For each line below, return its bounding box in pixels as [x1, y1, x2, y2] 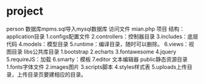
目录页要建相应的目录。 [27, 71, 86, 78]
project [6, 4, 44, 18]
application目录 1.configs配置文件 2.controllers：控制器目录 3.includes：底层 [6, 32, 199, 40]
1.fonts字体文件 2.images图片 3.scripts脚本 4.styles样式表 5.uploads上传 [6, 63, 188, 71]
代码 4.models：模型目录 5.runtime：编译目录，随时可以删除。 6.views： [6, 40, 189, 47]
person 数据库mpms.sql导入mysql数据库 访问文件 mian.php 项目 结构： [6, 25, 185, 32]
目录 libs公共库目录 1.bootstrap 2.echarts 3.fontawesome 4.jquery [11, 47, 177, 55]
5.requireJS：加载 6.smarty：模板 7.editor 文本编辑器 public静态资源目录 [6, 55, 188, 63]
